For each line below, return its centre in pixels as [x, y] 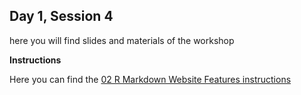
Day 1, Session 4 [61, 16]
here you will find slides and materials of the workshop [122, 40]
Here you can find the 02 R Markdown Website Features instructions [150, 79]
